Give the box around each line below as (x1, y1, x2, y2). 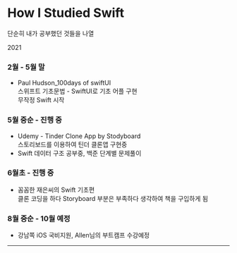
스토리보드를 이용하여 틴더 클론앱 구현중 (17, 140, 128, 149)
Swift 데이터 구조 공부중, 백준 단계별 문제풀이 (17, 149, 142, 157)
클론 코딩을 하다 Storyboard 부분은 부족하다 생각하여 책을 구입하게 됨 (17, 194, 209, 202)
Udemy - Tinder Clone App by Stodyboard (17, 132, 141, 140)
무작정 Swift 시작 (17, 96, 65, 104)
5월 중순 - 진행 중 (7, 115, 62, 125)
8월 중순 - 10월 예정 (7, 214, 71, 223)
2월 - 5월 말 (7, 62, 45, 72)
